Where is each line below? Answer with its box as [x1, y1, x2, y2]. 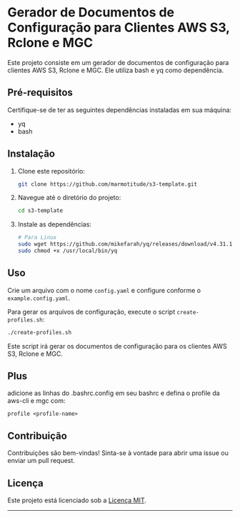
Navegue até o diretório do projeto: [17, 194, 121, 202]
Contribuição [7, 429, 68, 442]
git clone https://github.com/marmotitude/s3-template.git [17, 180, 198, 188]
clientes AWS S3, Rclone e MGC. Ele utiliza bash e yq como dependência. [7, 66, 224, 74]
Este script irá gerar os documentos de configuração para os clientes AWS [7, 342, 227, 350]
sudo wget [17, 241, 48, 248]
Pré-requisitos [7, 86, 74, 99]
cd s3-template [17, 207, 64, 214]
